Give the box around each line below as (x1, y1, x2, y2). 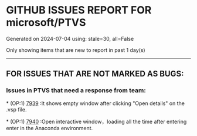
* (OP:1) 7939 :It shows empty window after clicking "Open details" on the (6, 100, 185, 107)
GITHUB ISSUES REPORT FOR (6, 4, 152, 17)
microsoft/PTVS (6, 16, 86, 29)
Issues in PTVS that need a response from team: (6, 86, 147, 95)
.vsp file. (6, 106, 27, 113)
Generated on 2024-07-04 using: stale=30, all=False (6, 35, 134, 42)
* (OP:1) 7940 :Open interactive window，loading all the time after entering (6, 118, 187, 125)
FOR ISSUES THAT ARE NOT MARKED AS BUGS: (6, 69, 184, 79)
